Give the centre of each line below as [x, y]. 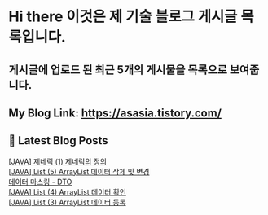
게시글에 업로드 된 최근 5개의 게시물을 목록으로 [118, 70]
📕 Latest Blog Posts [58, 140]
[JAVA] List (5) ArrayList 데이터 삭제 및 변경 [79, 171]
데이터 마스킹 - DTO [40, 182]
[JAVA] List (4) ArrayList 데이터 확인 [67, 191]
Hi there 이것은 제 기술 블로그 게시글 [123, 17]
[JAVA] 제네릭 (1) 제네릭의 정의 [58, 161]
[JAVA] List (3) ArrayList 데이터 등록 [67, 202]
